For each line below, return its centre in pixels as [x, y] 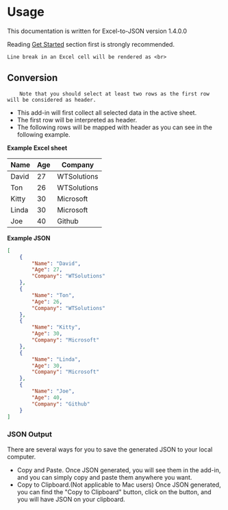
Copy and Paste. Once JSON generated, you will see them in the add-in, [119, 470]
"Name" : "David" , [56, 263]
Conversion [33, 78]
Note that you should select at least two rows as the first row [115, 93]
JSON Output [30, 434]
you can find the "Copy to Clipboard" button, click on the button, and [114, 491]
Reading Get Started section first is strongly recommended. [91, 44]
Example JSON [29, 238]
